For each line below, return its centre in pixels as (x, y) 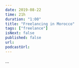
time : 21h (15, 14)
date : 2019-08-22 (23, 10)
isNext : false (20, 33)
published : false (23, 38)
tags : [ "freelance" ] (27, 28)
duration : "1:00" (23, 19)
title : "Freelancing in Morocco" (40, 24)
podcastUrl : (17, 47)
